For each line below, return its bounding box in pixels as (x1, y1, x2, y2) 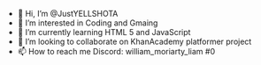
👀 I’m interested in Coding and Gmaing (17, 18, 158, 28)
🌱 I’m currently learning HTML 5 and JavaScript (17, 27, 191, 37)
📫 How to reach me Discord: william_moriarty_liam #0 (17, 47, 215, 56)
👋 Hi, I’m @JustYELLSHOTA (17, 9, 119, 18)
